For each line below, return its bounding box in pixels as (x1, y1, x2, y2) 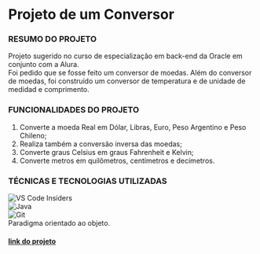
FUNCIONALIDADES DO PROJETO (8, 105, 140, 116)
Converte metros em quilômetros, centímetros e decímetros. (19, 156, 215, 165)
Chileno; (19, 131, 47, 140)
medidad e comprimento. (8, 85, 90, 94)
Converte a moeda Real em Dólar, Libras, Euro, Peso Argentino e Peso (19, 122, 247, 131)
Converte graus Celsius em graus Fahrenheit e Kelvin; (19, 147, 194, 156)
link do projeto (8, 236, 57, 245)
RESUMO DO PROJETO (8, 34, 97, 45)
